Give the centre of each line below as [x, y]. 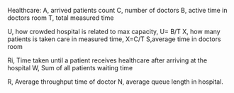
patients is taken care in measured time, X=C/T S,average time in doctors [114, 39]
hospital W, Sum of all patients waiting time [70, 68]
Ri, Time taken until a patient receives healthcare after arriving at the [107, 60]
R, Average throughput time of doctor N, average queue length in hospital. [115, 82]
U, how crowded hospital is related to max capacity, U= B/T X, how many [114, 32]
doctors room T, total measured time [61, 18]
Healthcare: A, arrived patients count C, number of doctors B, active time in [117, 10]
